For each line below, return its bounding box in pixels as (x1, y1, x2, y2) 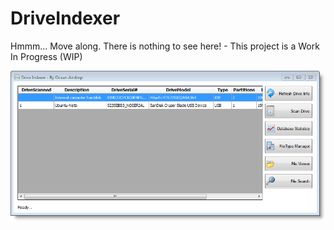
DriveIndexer (10, 7, 121, 30)
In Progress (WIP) (10, 50, 83, 62)
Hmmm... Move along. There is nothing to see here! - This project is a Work (10, 40, 320, 52)
